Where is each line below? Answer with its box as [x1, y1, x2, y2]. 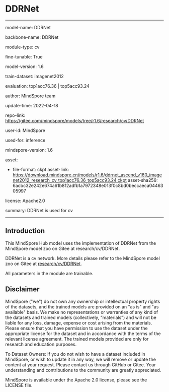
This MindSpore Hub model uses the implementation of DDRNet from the [5, 240, 156, 246]
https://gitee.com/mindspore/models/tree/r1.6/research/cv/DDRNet [5, 117, 144, 123]
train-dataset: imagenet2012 [5, 73, 64, 79]
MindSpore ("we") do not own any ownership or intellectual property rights [5, 298, 160, 304]
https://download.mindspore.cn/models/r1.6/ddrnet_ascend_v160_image [12, 172, 162, 178]
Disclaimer [5, 285, 40, 294]
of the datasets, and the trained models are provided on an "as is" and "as [5, 303, 159, 310]
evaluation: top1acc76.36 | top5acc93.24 [5, 83, 90, 89]
